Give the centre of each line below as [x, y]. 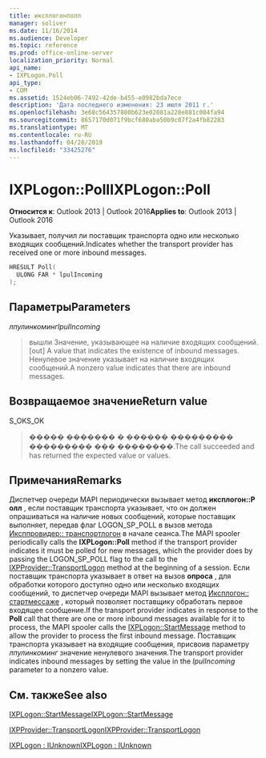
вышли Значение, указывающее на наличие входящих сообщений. [143, 342]
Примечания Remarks [66, 480]
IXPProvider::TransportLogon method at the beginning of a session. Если [130, 568]
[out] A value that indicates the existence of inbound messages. [134, 350]
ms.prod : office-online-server [61, 53]
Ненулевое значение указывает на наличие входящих [121, 359]
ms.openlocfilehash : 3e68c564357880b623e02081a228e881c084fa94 [117, 113]
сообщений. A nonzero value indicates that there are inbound [130, 367]
